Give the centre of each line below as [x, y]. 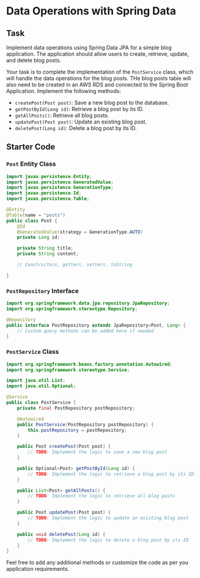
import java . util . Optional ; [41, 386]
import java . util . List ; [36, 381]
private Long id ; [39, 237]
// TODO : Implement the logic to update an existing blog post [108, 518]
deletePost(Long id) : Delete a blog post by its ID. [76, 128]
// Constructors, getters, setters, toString [75, 265]
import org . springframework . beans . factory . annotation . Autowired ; [89, 364]
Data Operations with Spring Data [91, 11]
